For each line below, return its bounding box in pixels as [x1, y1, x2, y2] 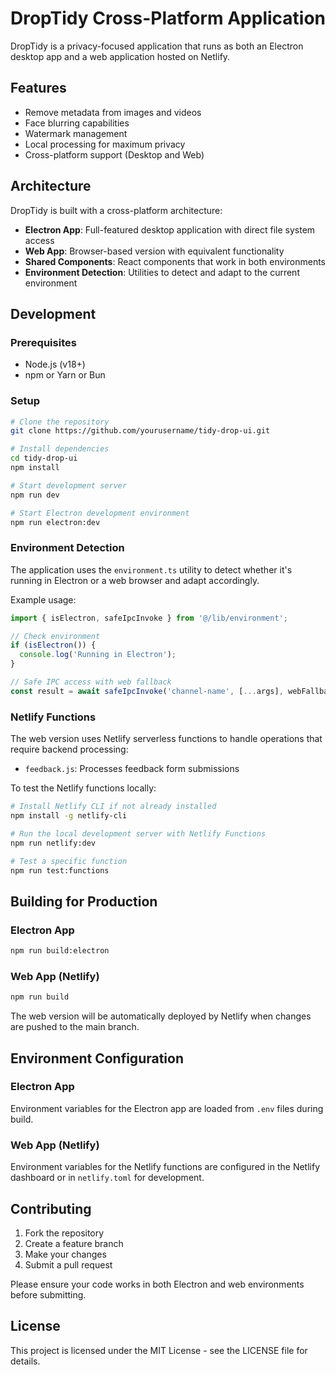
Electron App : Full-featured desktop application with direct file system [24, 223, 316, 236]
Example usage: [10, 593, 77, 606]
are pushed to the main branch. [10, 1021, 140, 1033]
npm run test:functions [10, 865, 110, 876]
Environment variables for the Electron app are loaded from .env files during [10, 1102, 324, 1114]
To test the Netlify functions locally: [10, 782, 157, 794]
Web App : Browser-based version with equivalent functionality [24, 245, 285, 257]
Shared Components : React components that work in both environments [24, 255, 327, 267]
